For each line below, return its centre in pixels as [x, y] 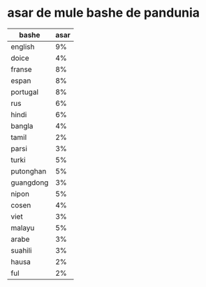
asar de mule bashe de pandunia [104, 13]
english [23, 47]
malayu [23, 228]
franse [22, 69]
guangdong [30, 183]
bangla [22, 125]
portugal [25, 92]
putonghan [29, 171]
